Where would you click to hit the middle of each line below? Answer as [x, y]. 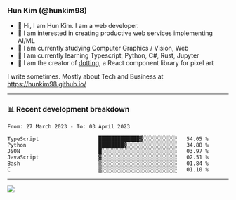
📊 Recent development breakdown [68, 109]
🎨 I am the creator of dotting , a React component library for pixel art [116, 63]
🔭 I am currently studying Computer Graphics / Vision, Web [103, 48]
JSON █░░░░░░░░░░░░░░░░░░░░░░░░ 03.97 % [108, 151]
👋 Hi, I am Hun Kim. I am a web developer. [78, 26]
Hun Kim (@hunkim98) [47, 11]
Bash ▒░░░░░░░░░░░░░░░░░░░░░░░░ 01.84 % [108, 164]
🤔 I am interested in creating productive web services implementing [115, 33]
